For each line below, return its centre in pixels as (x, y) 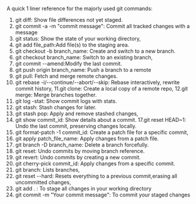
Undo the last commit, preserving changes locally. (76, 126)
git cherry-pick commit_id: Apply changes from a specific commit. (95, 163)
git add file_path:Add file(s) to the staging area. (72, 45)
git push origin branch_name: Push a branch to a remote (83, 70)
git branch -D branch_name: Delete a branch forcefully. (82, 145)
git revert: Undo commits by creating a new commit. (78, 157)
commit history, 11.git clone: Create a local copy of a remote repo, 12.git (102, 88)
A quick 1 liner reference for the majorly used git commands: (80, 9)
